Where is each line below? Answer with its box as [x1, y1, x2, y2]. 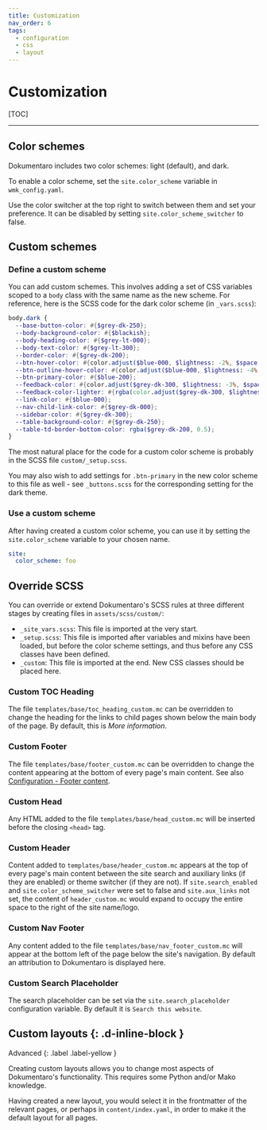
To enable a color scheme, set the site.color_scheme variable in [8, 176, 218, 185]
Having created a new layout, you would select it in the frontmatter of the [8, 1096, 248, 1105]
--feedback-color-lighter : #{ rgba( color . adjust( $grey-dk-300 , [15, 388, 226, 396]
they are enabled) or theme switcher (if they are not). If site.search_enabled [8, 877, 258, 887]
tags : [8, 26, 26, 34]
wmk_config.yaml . [8, 185, 64, 194]
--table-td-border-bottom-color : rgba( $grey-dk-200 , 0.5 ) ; [15, 425, 215, 434]
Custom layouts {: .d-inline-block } [8, 1027, 184, 1041]
